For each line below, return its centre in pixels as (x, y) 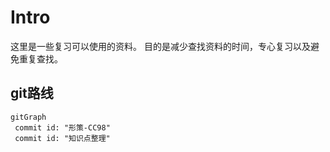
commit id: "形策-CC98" (62, 127)
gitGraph (28, 117)
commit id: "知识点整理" (62, 138)
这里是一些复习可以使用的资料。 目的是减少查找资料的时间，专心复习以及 (160, 46)
